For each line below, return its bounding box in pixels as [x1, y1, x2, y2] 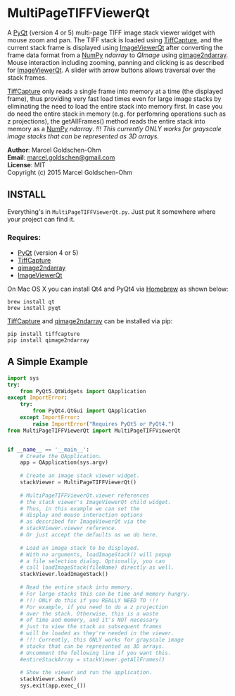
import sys [7, 374, 39, 382]
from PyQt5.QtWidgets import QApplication [20, 388, 146, 395]
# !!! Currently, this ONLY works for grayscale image [20, 637, 184, 644]
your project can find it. [7, 215, 75, 223]
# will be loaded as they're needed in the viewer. [20, 630, 174, 637]
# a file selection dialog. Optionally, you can [20, 558, 165, 565]
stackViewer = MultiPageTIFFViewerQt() [20, 479, 137, 486]
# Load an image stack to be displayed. [20, 544, 140, 551]
